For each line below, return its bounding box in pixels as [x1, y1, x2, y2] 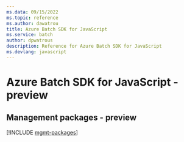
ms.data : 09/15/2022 [6, 9, 59, 15]
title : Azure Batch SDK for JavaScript [6, 26, 108, 32]
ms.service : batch [6, 32, 53, 38]
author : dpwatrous [6, 37, 53, 43]
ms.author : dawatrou [6, 20, 59, 26]
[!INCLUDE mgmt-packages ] [6, 129, 78, 136]
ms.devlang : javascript [6, 49, 67, 55]
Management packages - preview [6, 113, 137, 123]
